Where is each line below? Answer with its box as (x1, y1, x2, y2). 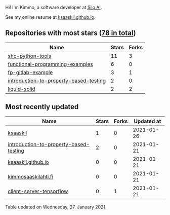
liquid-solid (8, 85, 35, 92)
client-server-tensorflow (8, 188, 68, 195)
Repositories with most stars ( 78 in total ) (5, 29, 136, 38)
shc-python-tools (8, 52, 52, 59)
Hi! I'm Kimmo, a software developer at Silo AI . (5, 5, 102, 10)
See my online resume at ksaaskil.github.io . (5, 14, 96, 20)
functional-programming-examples (8, 60, 94, 67)
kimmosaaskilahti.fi (8, 173, 54, 180)
